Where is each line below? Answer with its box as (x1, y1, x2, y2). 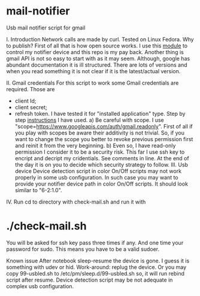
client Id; (14, 97, 37, 104)
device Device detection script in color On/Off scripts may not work (14, 167, 181, 175)
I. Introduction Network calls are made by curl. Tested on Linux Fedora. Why (6, 35, 194, 43)
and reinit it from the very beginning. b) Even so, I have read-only (14, 142, 176, 149)
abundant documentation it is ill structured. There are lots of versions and (6, 61, 187, 68)
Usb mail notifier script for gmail (6, 24, 86, 31)
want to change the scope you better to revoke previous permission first (14, 135, 193, 142)
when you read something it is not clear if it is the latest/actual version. (6, 67, 181, 74)
